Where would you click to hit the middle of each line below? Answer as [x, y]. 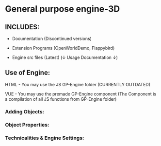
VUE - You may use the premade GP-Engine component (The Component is [81, 94]
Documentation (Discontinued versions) [52, 38]
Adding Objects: [25, 111]
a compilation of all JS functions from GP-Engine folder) [61, 99]
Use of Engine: [28, 73]
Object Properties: [27, 125]
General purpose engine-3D [63, 9]
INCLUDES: [22, 27]
